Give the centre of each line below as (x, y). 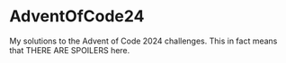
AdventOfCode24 (77, 16)
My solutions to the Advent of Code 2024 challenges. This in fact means (143, 41)
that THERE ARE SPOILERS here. (70, 50)
